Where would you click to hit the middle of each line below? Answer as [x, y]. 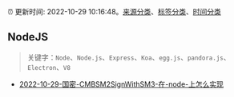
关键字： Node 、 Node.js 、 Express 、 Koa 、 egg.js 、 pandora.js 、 [129, 57]
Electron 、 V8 [49, 67]
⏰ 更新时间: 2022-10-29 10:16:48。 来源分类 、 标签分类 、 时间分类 [115, 12]
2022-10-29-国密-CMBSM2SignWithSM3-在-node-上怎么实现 [121, 84]
